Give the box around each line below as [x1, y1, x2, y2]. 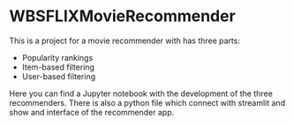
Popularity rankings [21, 52, 94, 63]
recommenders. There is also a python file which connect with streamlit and [9, 97, 285, 107]
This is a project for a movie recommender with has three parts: [9, 35, 241, 46]
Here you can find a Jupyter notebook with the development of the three [9, 88, 274, 99]
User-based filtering [21, 70, 95, 81]
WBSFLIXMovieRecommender [9, 6, 236, 26]
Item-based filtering [21, 62, 95, 72]
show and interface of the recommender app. [9, 107, 175, 117]
